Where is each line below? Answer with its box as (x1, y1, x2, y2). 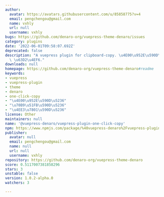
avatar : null (9, 135, 36, 140)
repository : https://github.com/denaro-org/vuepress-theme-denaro (5, 157, 143, 162)
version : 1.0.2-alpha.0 (5, 176, 54, 181)
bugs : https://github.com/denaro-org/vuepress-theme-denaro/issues (5, 35, 145, 40)
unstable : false (5, 171, 38, 176)
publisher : (5, 130, 27, 135)
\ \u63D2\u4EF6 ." (9, 57, 45, 62)
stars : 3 (5, 167, 23, 172)
